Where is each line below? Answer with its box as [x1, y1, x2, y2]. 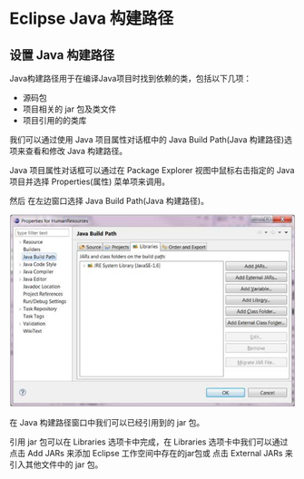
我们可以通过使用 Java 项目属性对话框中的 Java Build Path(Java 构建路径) [9, 134, 285, 145]
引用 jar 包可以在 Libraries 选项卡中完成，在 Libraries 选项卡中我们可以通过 [9, 436, 289, 447]
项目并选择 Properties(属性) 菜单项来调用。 [9, 176, 171, 187]
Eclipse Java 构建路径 [9, 8, 174, 29]
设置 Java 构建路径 [9, 47, 115, 63]
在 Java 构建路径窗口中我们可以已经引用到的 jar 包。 [9, 416, 205, 427]
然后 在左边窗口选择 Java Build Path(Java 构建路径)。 [9, 196, 209, 206]
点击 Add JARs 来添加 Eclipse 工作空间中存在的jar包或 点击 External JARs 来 [9, 447, 293, 458]
